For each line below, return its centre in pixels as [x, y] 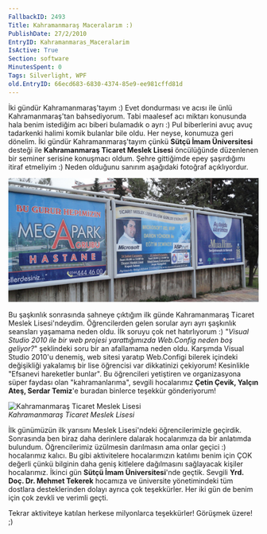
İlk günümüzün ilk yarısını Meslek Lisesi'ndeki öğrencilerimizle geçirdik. [125, 431]
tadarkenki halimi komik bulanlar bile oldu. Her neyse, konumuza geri [121, 133]
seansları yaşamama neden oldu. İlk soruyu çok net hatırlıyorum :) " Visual [128, 332]
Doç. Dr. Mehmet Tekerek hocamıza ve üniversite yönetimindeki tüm [121, 481]
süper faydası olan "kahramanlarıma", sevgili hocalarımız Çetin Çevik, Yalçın [133, 383]
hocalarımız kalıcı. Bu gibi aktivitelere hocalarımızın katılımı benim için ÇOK [130, 456]
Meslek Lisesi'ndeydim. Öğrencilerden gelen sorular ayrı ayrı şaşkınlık [122, 323]
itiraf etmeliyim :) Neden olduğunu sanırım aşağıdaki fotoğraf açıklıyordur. [128, 166]
